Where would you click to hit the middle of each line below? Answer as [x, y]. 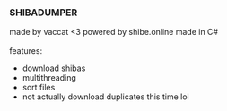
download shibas [54, 68]
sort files [39, 88]
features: [26, 51]
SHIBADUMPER [44, 13]
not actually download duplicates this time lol [106, 97]
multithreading [49, 78]
